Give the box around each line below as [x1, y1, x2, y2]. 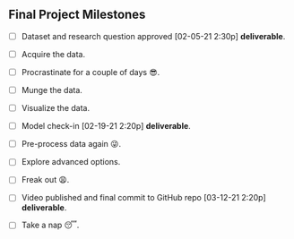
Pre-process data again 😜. [21, 139, 122, 149]
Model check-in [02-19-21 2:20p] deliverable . [21, 121, 192, 132]
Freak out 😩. [21, 175, 70, 185]
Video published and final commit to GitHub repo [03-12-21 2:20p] [21, 192, 266, 203]
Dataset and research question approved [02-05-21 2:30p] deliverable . [21, 30, 286, 41]
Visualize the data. [21, 103, 91, 114]
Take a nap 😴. [21, 219, 80, 231]
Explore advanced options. [21, 157, 121, 167]
